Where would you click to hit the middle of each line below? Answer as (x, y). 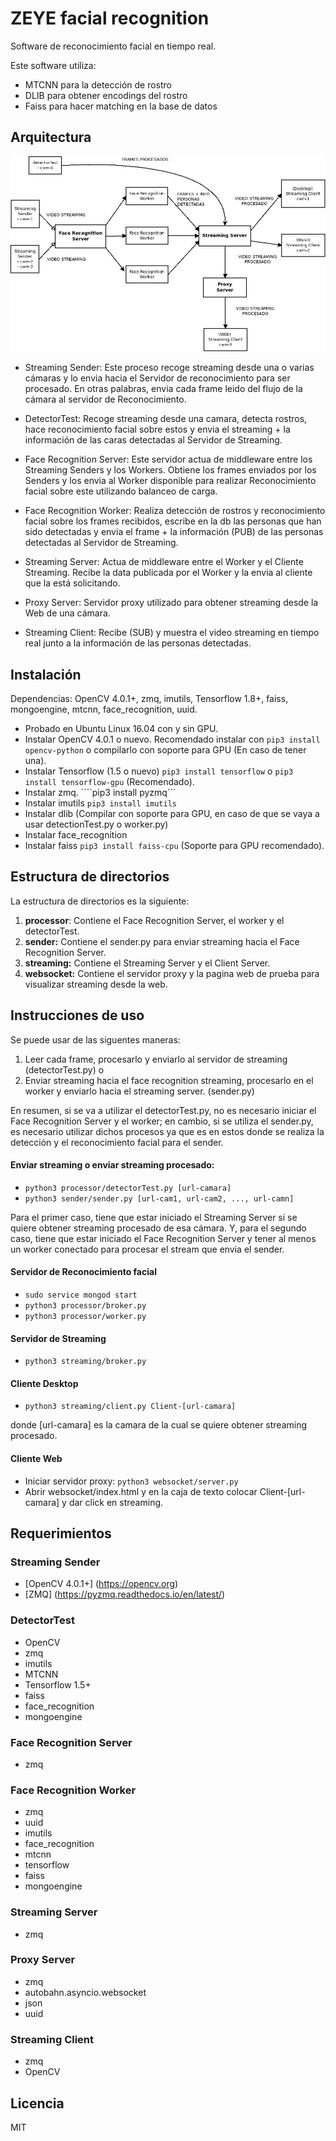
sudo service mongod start (81, 1295)
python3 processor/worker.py (85, 1317)
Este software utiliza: (53, 65)
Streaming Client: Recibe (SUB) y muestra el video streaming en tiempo (172, 633)
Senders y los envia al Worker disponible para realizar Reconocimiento (170, 481)
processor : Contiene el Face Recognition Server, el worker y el (154, 920)
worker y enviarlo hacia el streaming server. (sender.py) (139, 1091)
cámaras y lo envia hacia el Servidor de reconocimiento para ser (157, 378)
